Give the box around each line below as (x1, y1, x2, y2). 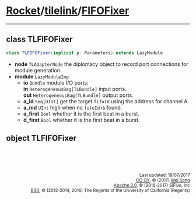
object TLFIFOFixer (6, 133, 77, 144)
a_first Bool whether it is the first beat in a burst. (23, 110, 140, 117)
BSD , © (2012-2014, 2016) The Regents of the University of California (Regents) (30, 188, 190, 194)
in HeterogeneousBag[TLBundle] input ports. (23, 85, 127, 92)
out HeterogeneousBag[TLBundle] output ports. (23, 92, 134, 99)
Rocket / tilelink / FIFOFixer (6, 4, 129, 18)
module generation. (14, 67, 62, 74)
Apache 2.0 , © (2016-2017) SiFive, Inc (113, 183, 190, 188)
